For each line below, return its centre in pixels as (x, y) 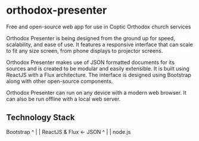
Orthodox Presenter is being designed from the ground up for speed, (91, 38)
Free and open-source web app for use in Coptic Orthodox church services (99, 27)
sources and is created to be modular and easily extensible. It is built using (98, 68)
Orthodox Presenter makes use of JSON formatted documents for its (90, 62)
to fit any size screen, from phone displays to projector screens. (85, 50)
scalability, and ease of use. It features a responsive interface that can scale (100, 44)
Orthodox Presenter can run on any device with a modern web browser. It (96, 92)
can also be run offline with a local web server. (63, 99)
